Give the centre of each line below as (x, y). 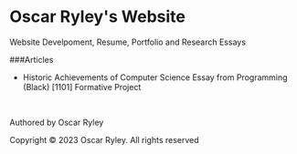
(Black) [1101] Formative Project (82, 87)
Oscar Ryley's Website (97, 17)
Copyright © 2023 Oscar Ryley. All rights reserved (104, 139)
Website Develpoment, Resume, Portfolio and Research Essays (128, 42)
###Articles (32, 59)
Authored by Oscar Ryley (57, 122)
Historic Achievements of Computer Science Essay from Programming (155, 77)
